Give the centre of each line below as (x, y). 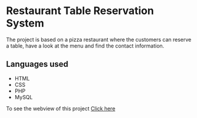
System (25, 23)
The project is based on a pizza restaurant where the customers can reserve (99, 39)
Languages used (37, 64)
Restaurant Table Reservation (80, 11)
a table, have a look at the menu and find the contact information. (85, 46)
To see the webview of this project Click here (61, 108)
